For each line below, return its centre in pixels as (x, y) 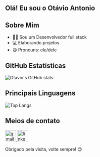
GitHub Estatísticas (35, 66)
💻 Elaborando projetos (36, 43)
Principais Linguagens (40, 93)
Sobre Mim (22, 25)
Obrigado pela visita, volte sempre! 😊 (44, 149)
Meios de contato (33, 121)
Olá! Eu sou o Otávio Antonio (50, 8)
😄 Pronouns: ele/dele (34, 50)
